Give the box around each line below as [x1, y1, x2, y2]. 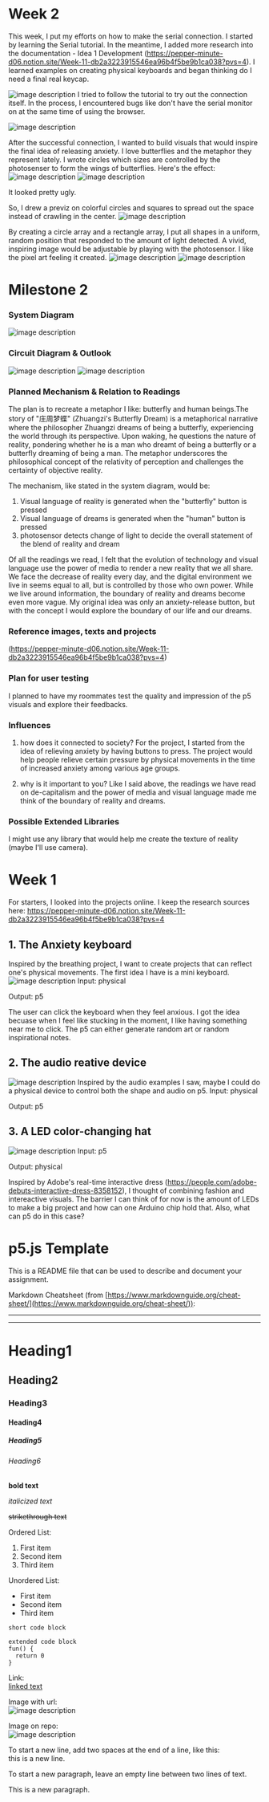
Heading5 [8, 1436, 42, 1446]
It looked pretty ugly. [8, 187, 77, 197]
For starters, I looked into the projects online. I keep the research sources [8, 897, 250, 907]
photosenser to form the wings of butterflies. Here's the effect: [8, 163, 216, 173]
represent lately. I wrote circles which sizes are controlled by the [8, 154, 221, 165]
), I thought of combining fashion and [122, 1186, 244, 1195]
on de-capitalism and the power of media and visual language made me [19, 787, 257, 797]
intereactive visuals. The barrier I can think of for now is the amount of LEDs [8, 1194, 259, 1204]
